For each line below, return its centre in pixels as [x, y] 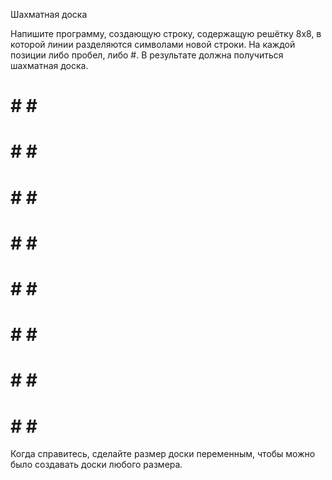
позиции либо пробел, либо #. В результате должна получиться [147, 55]
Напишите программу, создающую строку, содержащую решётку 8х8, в [166, 33]
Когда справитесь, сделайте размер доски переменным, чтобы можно [163, 454]
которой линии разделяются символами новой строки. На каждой [153, 44]
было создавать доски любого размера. [96, 465]
